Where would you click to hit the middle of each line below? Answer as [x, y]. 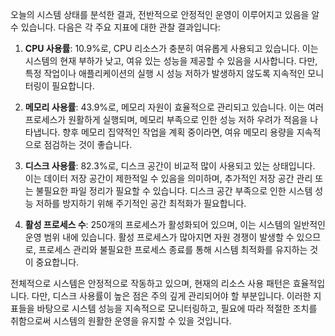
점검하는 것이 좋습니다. [88, 144]
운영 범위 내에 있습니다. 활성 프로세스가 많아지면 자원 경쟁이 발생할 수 [159, 237]
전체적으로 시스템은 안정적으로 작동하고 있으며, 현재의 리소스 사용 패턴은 [150, 283]
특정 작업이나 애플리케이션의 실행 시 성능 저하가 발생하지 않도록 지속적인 [165, 73]
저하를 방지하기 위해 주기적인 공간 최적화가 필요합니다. [141, 203]
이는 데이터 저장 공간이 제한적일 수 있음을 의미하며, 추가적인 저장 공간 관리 [168, 178]
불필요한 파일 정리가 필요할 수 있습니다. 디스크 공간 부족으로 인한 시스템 [174, 191]
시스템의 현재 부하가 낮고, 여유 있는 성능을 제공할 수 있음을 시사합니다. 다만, [171, 61]
